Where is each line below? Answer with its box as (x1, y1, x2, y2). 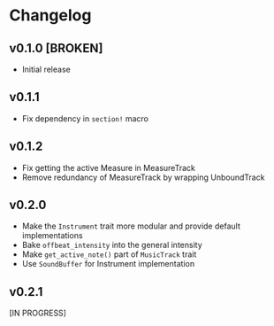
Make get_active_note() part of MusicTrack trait (21, 249, 197, 260)
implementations (21, 230, 83, 241)
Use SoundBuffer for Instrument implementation (21, 259, 195, 269)
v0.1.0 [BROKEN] (9, 41, 103, 56)
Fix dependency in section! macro (21, 113, 148, 124)
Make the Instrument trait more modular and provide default (21, 221, 240, 231)
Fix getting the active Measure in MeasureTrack (21, 162, 196, 173)
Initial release (21, 64, 71, 74)
